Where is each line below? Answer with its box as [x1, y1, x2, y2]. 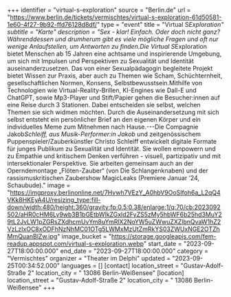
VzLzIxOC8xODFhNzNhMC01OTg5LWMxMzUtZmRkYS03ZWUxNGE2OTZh [7, 225, 220, 233]
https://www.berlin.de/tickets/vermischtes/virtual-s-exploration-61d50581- [10, 13, 222, 21]
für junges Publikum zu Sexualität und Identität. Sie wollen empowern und [7, 144, 217, 153]
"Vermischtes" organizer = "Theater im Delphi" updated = [7, 254, 170, 262]
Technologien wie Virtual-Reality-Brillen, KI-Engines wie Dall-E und [7, 86, 197, 94]
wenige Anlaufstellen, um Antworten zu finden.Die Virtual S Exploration [7, 43, 208, 50]
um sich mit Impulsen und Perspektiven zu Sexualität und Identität [7, 57, 195, 65]
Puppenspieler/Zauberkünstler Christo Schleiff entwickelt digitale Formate [7, 137, 217, 145]
